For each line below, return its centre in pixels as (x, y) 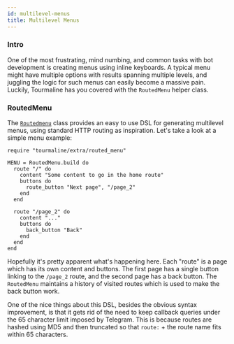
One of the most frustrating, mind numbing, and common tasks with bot (110, 59)
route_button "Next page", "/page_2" (81, 187)
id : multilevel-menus (39, 14)
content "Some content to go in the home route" (92, 175)
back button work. (34, 292)
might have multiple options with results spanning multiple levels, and (107, 75)
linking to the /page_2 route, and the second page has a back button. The (112, 276)
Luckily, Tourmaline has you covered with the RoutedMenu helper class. (108, 89)
